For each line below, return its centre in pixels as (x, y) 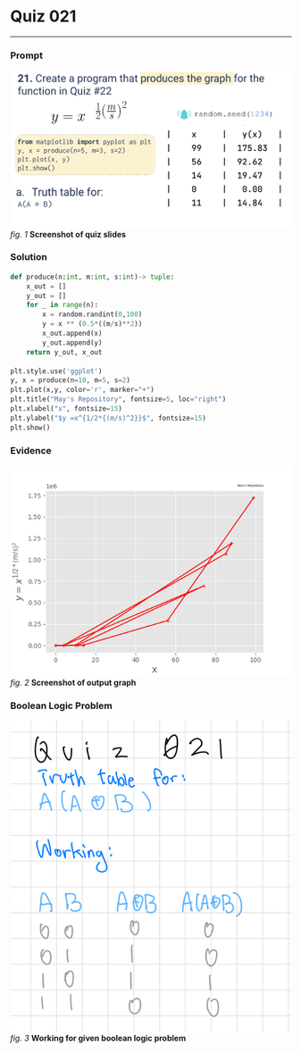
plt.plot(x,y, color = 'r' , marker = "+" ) (82, 390)
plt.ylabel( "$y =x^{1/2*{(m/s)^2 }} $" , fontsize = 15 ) (108, 418)
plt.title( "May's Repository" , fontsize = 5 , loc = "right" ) (118, 399)
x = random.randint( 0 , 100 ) (92, 314)
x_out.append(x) (72, 334)
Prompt (27, 55)
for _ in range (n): (63, 305)
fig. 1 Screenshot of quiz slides (68, 234)
